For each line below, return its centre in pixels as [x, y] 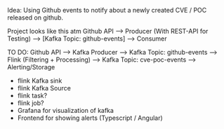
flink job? [31, 103]
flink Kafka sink [40, 81]
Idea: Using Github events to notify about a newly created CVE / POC [107, 10]
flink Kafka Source [44, 88]
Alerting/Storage [31, 67]
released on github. [35, 18]
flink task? [32, 95]
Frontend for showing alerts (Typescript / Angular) [90, 118]
